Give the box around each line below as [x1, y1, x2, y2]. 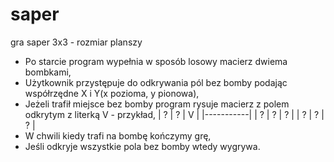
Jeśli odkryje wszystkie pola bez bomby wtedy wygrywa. [24, 140, 261, 152]
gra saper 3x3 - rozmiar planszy [10, 36, 143, 48]
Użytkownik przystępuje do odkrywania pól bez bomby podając [24, 76, 288, 88]
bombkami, [24, 66, 72, 78]
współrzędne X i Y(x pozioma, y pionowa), [24, 87, 200, 99]
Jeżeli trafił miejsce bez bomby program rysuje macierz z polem [24, 98, 290, 110]
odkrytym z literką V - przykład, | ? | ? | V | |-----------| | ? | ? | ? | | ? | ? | [24, 108, 325, 120]
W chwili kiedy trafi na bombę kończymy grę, [24, 129, 212, 142]
